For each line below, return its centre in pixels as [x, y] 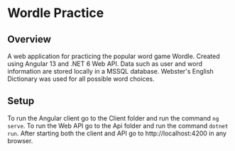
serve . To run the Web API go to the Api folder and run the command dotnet [118, 125]
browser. [20, 140]
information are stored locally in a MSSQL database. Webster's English [111, 71]
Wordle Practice [56, 13]
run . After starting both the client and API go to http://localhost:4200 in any [117, 133]
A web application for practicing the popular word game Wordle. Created [114, 56]
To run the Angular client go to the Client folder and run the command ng [113, 118]
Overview [29, 39]
